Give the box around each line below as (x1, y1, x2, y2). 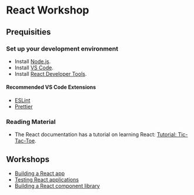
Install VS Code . (14, 64, 54, 71)
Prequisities (6, 27, 51, 37)
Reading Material (6, 118, 56, 126)
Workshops (6, 154, 50, 164)
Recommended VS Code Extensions (6, 83, 96, 91)
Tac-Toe (14, 137, 35, 144)
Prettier (14, 103, 33, 110)
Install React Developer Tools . (14, 70, 87, 77)
